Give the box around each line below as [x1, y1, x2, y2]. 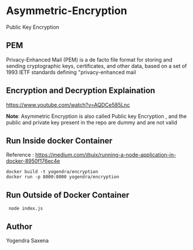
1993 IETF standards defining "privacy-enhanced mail [6, 69, 136, 76]
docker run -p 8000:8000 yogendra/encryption [6, 174, 119, 180]
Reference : [6, 151, 34, 158]
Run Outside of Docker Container [6, 190, 130, 200]
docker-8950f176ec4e [6, 157, 60, 165]
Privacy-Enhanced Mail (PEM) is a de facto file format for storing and [6, 56, 173, 63]
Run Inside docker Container [6, 136, 113, 146]
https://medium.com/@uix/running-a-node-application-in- [35, 151, 177, 158]
